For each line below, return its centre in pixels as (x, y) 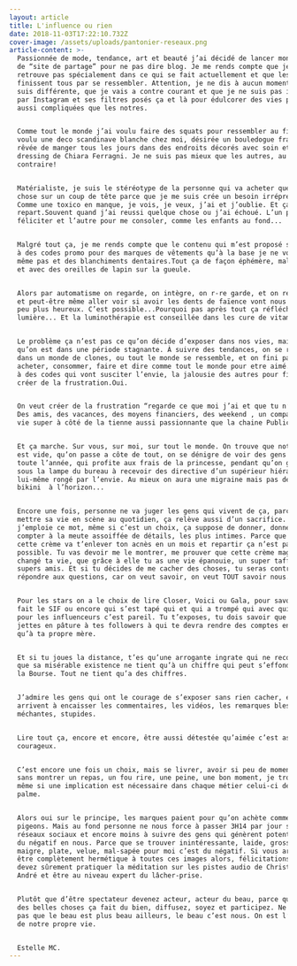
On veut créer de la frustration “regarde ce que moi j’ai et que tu (148, 406)
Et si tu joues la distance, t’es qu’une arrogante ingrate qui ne (144, 657)
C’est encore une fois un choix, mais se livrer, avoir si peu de (142, 770)
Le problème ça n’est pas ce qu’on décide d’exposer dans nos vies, (146, 341)
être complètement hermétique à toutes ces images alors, (126, 859)
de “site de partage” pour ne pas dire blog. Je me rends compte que (148, 67)
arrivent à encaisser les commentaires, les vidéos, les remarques (144, 706)
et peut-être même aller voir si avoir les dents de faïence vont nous (152, 302)
